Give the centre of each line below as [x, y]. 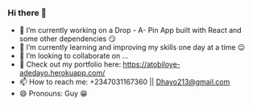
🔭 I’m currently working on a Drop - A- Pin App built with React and [131, 31]
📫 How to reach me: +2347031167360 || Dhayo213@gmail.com [124, 82]
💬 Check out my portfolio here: [70, 64]
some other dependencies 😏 [67, 39]
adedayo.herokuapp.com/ [62, 73]
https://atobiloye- [151, 64]
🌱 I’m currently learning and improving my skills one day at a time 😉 [132, 47]
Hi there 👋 [27, 13]
